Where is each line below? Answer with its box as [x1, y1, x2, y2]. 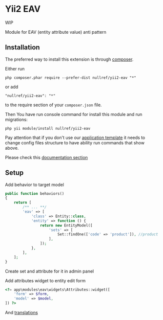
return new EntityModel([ [40, 223, 93, 228]
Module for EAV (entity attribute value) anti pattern [5, 29, 106, 35]
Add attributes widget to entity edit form [5, 277, 86, 283]
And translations [5, 310, 38, 316]
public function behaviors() [5, 191, 64, 196]
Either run [5, 66, 25, 71]
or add [5, 84, 19, 90]
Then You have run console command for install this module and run [5, 111, 143, 117]
